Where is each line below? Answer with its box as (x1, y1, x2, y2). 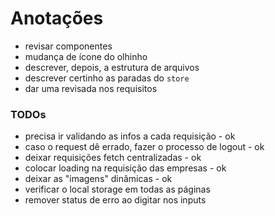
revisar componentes (24, 40, 113, 52)
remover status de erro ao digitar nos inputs (24, 194, 207, 206)
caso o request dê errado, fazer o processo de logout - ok (24, 141, 265, 153)
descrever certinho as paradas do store (24, 72, 190, 84)
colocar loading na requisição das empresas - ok (24, 162, 227, 174)
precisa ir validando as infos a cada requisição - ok (24, 130, 236, 142)
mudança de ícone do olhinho (24, 50, 148, 62)
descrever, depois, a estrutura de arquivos (24, 61, 200, 73)
